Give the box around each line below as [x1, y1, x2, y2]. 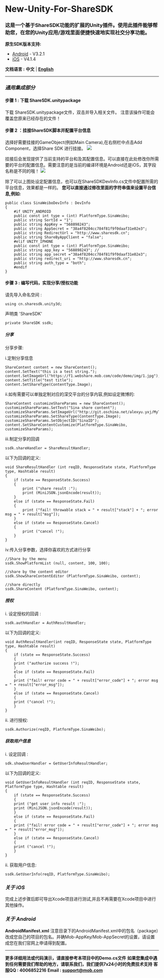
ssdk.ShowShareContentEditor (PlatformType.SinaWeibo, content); [5, 573, 141, 578]
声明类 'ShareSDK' [5, 311, 42, 317]
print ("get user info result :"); [14, 801, 86, 806]
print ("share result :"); [22, 486, 78, 491]
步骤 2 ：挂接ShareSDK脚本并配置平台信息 [5, 127, 91, 133]
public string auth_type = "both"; [14, 261, 86, 265]
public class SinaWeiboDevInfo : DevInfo [5, 200, 91, 205]
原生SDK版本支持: [5, 41, 41, 47]
